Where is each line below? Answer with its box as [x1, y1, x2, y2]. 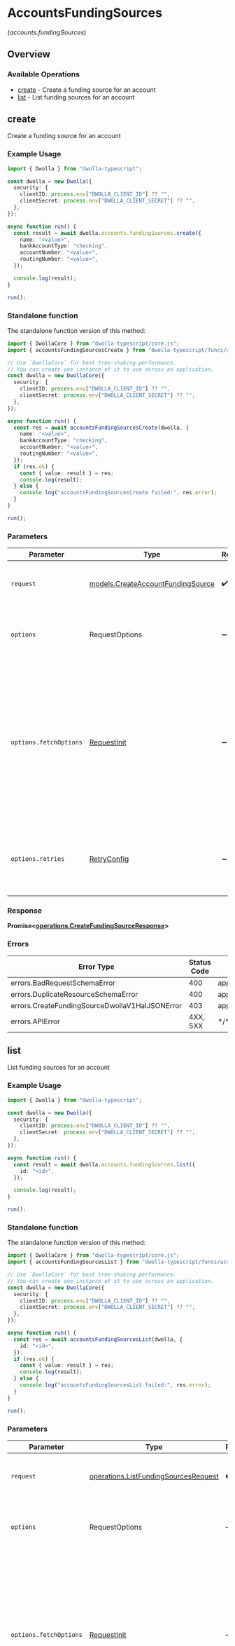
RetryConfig [89, 854, 129, 864]
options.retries [10, 855, 65, 863]
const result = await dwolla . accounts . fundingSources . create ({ [13, 229, 201, 236]
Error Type [78, 962, 115, 972]
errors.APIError [10, 1016, 61, 1026]
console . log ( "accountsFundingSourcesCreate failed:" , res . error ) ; [20, 489, 218, 496]
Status [188, 957, 211, 967]
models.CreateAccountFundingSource [89, 579, 215, 589]
